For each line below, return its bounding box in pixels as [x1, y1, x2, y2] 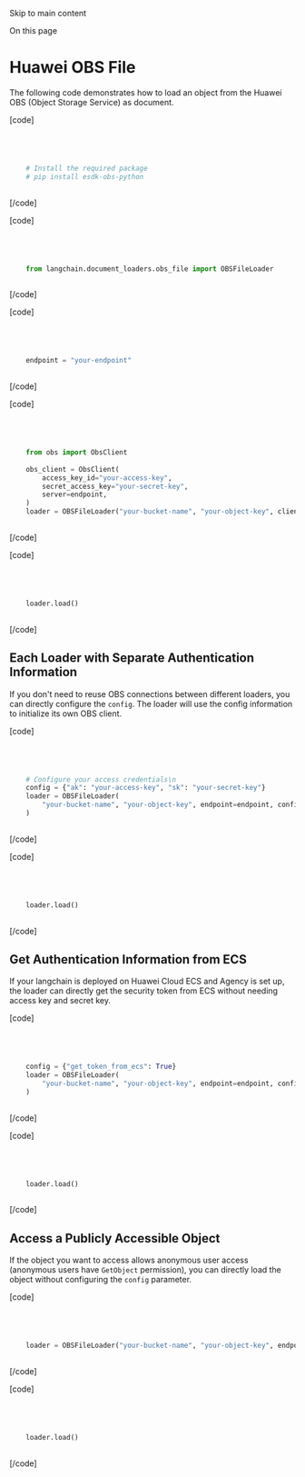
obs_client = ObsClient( [25, 464, 120, 474]
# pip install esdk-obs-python [25, 172, 144, 181]
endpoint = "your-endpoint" [25, 356, 132, 365]
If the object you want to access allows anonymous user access [9, 1254, 249, 1266]
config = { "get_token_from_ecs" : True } [25, 1063, 177, 1072]
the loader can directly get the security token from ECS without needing [9, 985, 279, 996]
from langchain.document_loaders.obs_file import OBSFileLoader [25, 264, 274, 274]
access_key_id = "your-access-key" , [42, 473, 172, 483]
